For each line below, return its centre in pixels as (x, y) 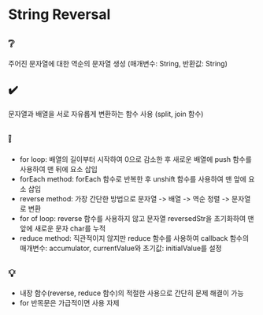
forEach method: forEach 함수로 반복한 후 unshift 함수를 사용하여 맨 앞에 (133, 178)
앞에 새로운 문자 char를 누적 (63, 228)
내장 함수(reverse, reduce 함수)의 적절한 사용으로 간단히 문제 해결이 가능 (131, 293)
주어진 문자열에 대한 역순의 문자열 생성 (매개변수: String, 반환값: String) (118, 64)
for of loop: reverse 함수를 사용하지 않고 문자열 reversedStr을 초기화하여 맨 (137, 218)
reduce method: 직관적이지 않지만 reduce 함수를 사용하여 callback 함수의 (134, 238)
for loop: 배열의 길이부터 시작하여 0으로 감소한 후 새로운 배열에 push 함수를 (135, 159)
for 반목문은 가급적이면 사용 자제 (69, 303)
